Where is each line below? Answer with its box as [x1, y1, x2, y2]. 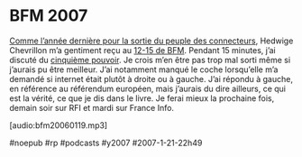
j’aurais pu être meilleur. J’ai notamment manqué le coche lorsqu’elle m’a [9, 64, 279, 75]
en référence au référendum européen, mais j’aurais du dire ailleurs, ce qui [9, 83, 287, 94]
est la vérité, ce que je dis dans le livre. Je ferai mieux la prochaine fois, [9, 92, 275, 104]
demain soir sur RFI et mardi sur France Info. [9, 102, 174, 113]
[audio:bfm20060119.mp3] [9, 119, 108, 131]
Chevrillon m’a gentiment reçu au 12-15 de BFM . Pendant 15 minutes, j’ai [9, 44, 277, 55]
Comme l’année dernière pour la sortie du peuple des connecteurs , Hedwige [9, 35, 294, 46]
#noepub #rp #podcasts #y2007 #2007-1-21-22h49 [9, 137, 203, 148]
